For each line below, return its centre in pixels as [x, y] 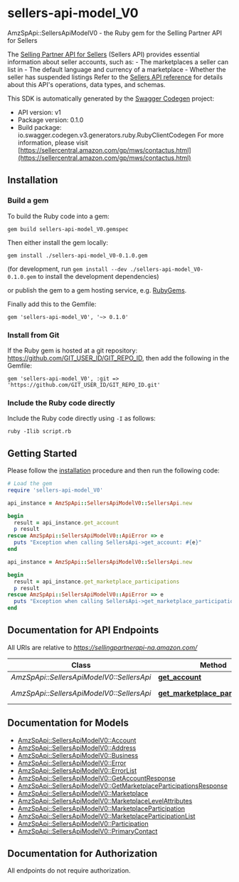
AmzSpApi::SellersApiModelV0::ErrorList [77, 770]
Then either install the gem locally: [58, 242]
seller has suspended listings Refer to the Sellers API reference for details [115, 77]
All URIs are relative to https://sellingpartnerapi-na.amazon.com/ [102, 647]
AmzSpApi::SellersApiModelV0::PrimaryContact [87, 831]
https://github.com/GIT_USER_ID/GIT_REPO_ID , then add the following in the [118, 358]
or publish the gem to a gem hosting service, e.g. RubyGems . [97, 290]
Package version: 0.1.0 [51, 120]
